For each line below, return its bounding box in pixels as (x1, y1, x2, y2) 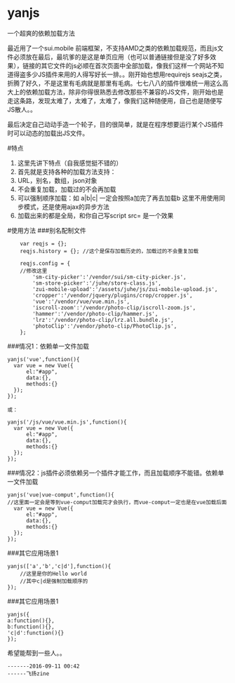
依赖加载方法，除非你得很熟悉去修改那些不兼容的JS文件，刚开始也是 (25, 88, 224, 96)
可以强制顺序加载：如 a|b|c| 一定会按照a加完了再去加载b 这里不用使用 (17, 194, 220, 202)
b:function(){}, (7, 623, 55, 630)
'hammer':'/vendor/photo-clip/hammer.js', (32, 310, 159, 317)
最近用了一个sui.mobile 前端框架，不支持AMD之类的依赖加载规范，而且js (7, 43, 217, 52)
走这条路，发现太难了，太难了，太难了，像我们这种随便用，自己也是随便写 (7, 96, 222, 104)
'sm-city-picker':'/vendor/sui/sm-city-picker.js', (32, 273, 187, 280)
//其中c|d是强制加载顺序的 (20, 577, 88, 585)
